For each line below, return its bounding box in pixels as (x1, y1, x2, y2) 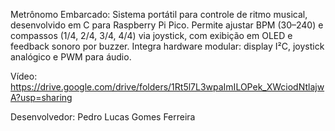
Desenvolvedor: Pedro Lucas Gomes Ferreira (10, 111, 196, 123)
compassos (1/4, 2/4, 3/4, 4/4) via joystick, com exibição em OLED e (10, 30, 293, 41)
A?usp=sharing (10, 92, 73, 103)
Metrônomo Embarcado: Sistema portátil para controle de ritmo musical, (10, 9, 308, 20)
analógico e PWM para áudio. (10, 51, 132, 63)
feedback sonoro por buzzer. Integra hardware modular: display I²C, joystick (10, 40, 325, 52)
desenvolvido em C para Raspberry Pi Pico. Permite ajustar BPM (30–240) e (10, 19, 324, 31)
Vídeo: (10, 70, 38, 82)
